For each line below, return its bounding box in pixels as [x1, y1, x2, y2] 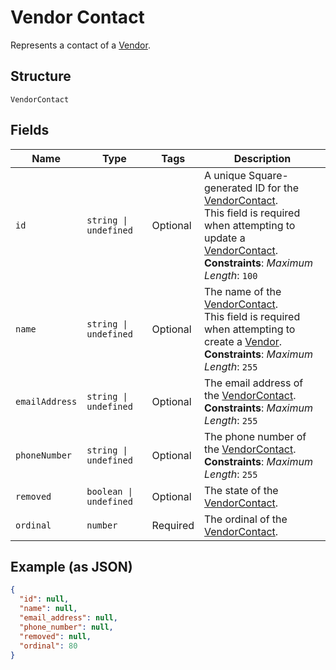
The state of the [204, 483, 279, 497]
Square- [248, 168, 289, 182]
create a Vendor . [204, 334, 283, 348]
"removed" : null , [19, 631, 92, 641]
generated [204, 181, 253, 195]
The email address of [204, 376, 304, 390]
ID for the [254, 181, 299, 195]
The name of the [204, 284, 282, 298]
